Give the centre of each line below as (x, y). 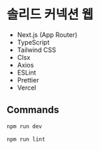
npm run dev (24, 126)
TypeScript (33, 42)
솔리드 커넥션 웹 (50, 15)
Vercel (26, 87)
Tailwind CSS (36, 50)
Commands (33, 110)
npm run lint (26, 139)
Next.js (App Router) (47, 34)
